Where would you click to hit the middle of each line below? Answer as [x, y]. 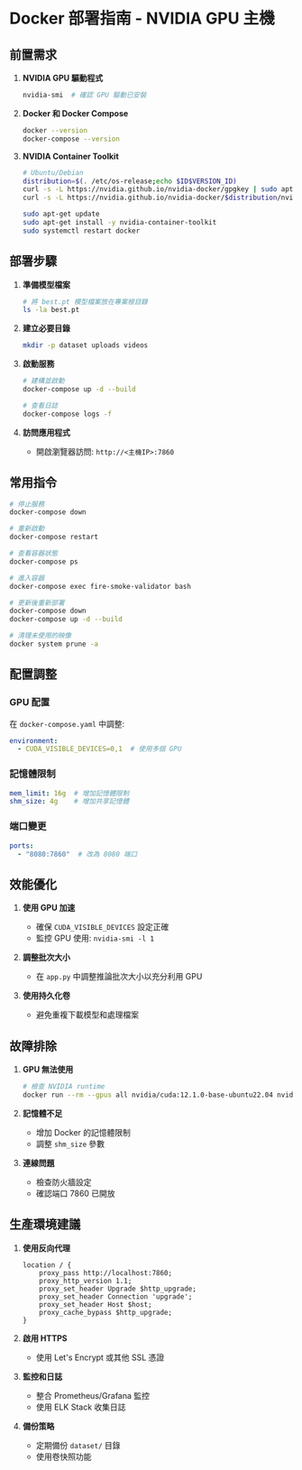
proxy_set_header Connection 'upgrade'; [116, 1296]
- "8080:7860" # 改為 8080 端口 [78, 854]
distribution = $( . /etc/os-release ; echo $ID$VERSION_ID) [129, 181]
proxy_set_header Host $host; [96, 1304]
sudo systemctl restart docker [81, 231]
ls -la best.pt [51, 310]
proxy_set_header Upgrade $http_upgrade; [118, 1289]
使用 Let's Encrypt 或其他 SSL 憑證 [100, 1357]
